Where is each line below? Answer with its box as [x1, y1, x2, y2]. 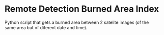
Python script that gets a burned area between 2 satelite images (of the [4, 19, 149, 25]
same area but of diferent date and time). [4, 24, 88, 30]
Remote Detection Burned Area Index [4, 3, 159, 15]
